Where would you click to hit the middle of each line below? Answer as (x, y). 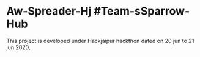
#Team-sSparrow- (142, 11)
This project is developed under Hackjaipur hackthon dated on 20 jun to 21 (100, 41)
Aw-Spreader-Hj (49, 11)
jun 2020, (18, 47)
